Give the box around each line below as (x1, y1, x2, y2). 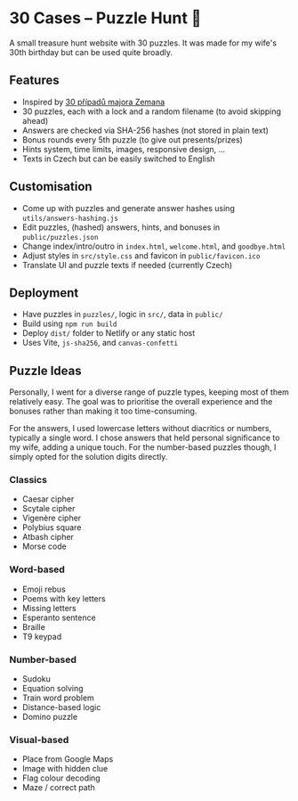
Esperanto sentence (21, 612, 96, 623)
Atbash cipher (21, 532, 74, 543)
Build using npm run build (21, 318, 117, 329)
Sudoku (21, 674, 51, 684)
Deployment (9, 285, 79, 300)
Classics (9, 474, 47, 486)
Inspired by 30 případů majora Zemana (21, 96, 165, 107)
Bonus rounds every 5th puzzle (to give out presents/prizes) (21, 134, 243, 145)
